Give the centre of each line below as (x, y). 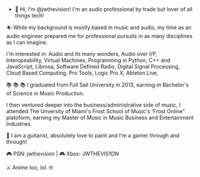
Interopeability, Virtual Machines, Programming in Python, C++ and (88, 60)
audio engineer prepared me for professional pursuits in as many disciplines (99, 36)
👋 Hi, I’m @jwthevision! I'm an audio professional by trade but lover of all (103, 9)
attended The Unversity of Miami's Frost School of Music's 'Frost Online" (96, 111)
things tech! (29, 15)
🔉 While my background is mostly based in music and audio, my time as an (99, 27)
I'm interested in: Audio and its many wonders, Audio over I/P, (82, 54)
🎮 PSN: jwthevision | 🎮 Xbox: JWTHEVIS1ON (62, 154)
